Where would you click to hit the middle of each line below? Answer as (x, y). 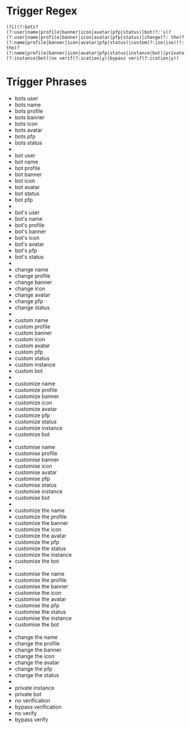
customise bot (32, 498)
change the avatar (37, 662)
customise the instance (43, 618)
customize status (36, 421)
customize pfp (32, 415)
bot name (26, 162)
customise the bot (37, 624)
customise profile (36, 453)
